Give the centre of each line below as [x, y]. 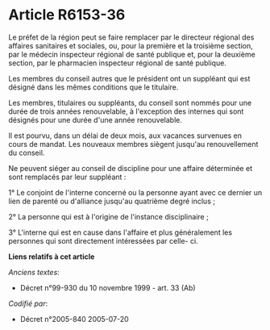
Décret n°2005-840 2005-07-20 [74, 319]
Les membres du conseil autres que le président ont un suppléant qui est [129, 78]
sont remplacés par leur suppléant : [67, 177]
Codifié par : [28, 303]
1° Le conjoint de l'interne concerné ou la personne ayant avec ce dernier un [135, 192]
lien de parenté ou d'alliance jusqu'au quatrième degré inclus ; [112, 201]
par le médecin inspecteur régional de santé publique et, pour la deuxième [132, 54]
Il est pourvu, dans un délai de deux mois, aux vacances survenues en [125, 136]
